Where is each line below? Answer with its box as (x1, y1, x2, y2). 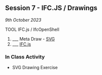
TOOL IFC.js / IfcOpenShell (5, 26, 60, 32)
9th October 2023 (5, 17, 42, 23)
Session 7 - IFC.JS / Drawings (5, 4, 98, 12)
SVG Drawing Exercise (12, 65, 58, 71)
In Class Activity (5, 53, 45, 60)
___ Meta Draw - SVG (12, 36, 55, 42)
